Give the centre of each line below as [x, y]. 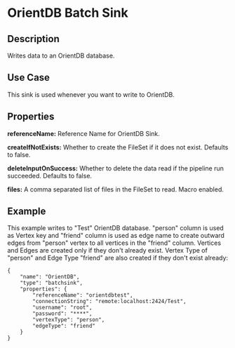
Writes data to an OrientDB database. [61, 55]
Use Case [29, 78]
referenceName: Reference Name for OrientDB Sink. [83, 133]
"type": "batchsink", [51, 283]
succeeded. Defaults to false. [50, 175]
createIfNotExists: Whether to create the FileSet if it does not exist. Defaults [118, 147]
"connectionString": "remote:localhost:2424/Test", [110, 302]
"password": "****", [62, 314]
